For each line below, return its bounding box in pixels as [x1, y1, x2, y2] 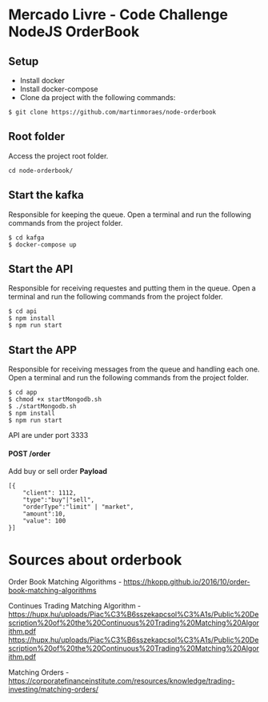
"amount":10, [22, 510, 66, 518]
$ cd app [8, 388, 38, 397]
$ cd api [8, 307, 38, 315]
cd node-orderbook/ [8, 166, 74, 174]
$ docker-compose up [8, 240, 78, 249]
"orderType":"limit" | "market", [22, 503, 134, 511]
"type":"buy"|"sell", [22, 496, 94, 504]
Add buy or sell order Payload [8, 467, 108, 476]
